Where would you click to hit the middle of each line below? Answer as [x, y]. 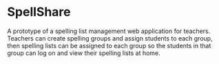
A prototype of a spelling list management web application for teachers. [109, 31]
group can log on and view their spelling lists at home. [84, 53]
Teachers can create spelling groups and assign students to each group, [110, 38]
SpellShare [39, 12]
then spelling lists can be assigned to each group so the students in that [109, 45]
